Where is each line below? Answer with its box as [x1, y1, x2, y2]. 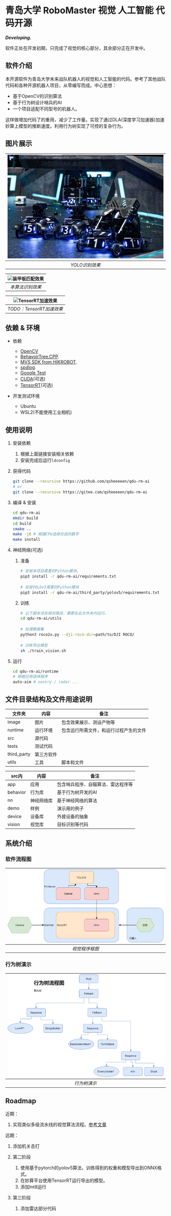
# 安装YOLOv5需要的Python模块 [20, 585, 79, 590]
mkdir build [12, 515, 38, 520]
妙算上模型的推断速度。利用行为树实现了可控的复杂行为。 [5, 123, 126, 129]
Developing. [5, 34, 32, 41]
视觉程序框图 [72, 945, 99, 951]
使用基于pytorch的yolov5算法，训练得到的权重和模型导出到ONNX [20, 1165, 158, 1171]
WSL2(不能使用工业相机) [20, 409, 72, 415]
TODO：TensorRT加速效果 [7, 306, 63, 312]
